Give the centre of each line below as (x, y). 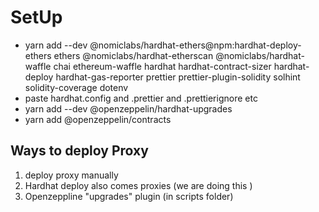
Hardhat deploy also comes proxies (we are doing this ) (138, 185)
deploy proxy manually (71, 175)
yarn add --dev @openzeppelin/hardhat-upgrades (128, 108)
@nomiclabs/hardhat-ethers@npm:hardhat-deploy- (195, 45)
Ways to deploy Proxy (79, 151)
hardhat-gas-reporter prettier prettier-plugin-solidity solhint (178, 77)
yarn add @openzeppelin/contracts (98, 119)
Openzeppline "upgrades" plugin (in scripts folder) (129, 196)
